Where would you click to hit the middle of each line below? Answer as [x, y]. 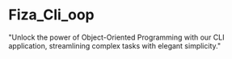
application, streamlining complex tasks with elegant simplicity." [114, 45]
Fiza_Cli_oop [51, 15]
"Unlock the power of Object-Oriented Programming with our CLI [116, 37]
